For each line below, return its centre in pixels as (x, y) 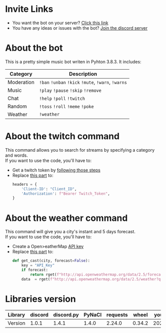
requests (117, 315)
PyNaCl (93, 315)
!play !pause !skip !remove (70, 90)
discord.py (66, 315)
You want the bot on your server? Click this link (60, 23)
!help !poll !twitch (62, 98)
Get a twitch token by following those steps (56, 170)
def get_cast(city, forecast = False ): (51, 261)
